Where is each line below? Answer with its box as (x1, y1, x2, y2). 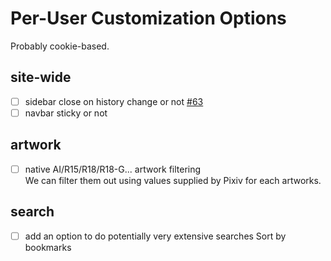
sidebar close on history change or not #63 (24, 95, 204, 107)
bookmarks (24, 241, 72, 253)
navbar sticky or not (24, 107, 108, 119)
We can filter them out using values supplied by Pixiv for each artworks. (24, 174, 322, 186)
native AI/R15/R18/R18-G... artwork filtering (24, 163, 202, 175)
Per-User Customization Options (10, 7, 287, 30)
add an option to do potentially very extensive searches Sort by (24, 230, 287, 242)
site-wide (10, 69, 72, 86)
